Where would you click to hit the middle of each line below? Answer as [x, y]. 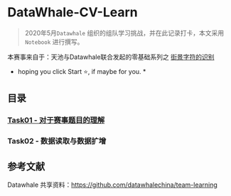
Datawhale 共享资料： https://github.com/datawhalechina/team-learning [113, 185]
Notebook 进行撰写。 [54, 42]
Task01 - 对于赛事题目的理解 [56, 120]
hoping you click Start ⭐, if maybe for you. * [82, 71]
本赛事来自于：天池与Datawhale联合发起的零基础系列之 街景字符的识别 [111, 57]
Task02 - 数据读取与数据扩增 [57, 141]
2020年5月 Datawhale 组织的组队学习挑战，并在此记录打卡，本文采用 [124, 33]
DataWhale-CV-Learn [73, 12]
